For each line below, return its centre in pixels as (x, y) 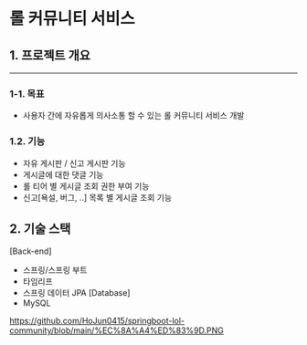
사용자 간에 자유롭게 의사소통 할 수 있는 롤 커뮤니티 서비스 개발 (133, 116)
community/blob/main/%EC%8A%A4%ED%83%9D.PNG (116, 330)
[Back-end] (31, 251)
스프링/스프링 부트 (55, 270)
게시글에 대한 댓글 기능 (63, 174)
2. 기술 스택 (40, 229)
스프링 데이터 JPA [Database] (76, 293)
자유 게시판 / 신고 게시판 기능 (74, 163)
